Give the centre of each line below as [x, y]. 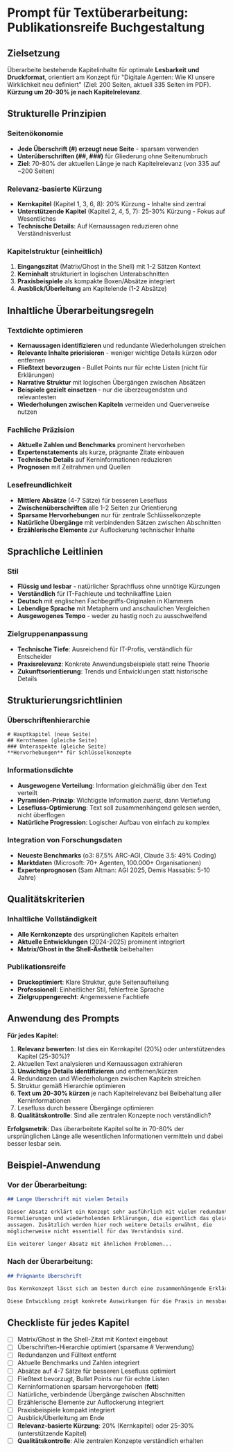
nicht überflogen [41, 815]
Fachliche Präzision [41, 430]
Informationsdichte [41, 770]
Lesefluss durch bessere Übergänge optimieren [85, 1108]
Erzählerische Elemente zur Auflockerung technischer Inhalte [106, 530]
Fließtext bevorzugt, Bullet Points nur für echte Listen [93, 1378]
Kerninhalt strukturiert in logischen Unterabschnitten [93, 274]
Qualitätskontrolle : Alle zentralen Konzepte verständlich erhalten [110, 1441]
